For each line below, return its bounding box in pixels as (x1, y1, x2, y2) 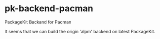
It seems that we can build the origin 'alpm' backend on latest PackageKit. (4, 28, 156, 34)
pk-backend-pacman (4, 3, 93, 14)
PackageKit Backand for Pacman (4, 19, 72, 25)
